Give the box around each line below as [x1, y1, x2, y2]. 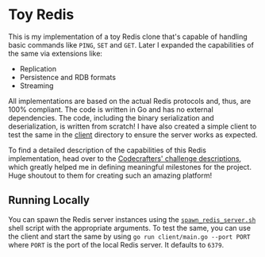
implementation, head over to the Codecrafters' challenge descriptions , [8, 153, 242, 163]
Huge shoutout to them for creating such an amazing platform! [8, 171, 213, 180]
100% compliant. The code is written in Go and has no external [8, 105, 214, 114]
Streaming [19, 81, 54, 90]
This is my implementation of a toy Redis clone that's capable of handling [8, 32, 248, 41]
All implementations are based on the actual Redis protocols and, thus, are [8, 96, 252, 105]
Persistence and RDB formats [19, 72, 117, 82]
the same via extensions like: [8, 48, 103, 58]
